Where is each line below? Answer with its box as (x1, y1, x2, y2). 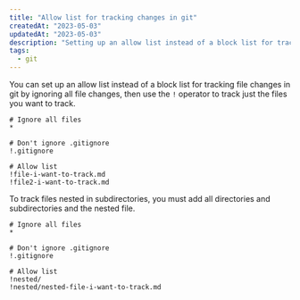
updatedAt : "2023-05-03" (9, 29, 102, 38)
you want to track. (9, 98, 76, 108)
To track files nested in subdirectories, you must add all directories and (9, 194, 271, 204)
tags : (9, 46, 29, 55)
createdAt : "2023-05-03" (9, 21, 102, 30)
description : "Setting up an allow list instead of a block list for (9, 37, 274, 47)
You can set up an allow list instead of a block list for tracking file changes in (9, 79, 291, 89)
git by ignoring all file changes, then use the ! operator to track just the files (9, 88, 287, 99)
